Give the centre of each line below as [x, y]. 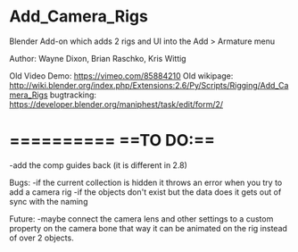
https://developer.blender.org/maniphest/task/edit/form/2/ [116, 104]
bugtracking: [73, 95]
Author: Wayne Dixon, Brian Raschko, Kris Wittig [98, 58]
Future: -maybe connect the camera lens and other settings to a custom [141, 218]
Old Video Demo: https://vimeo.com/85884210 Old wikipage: [121, 76]
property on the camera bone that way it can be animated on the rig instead [149, 228]
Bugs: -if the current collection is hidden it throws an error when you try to [146, 182]
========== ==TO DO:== [112, 141]
